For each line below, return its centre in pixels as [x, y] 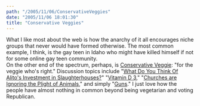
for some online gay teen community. [52, 59]
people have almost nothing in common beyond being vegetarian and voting [100, 91]
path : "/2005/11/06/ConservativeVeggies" [59, 12]
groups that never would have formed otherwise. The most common [90, 46]
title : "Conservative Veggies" [45, 23]
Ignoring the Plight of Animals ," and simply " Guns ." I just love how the [92, 84]
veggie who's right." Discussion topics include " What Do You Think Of [92, 71]
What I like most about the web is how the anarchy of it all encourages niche [100, 40]
